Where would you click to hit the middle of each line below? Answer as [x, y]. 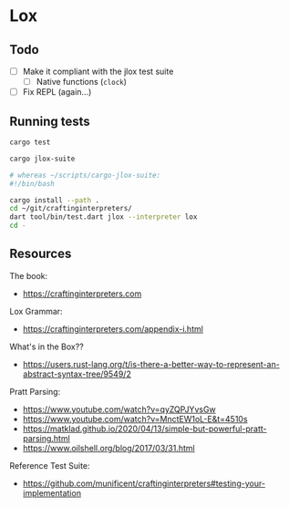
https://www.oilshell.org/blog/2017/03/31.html [109, 448]
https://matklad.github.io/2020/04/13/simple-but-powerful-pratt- [144, 429]
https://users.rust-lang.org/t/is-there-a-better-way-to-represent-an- [151, 364]
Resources [41, 254]
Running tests [50, 121]
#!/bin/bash [32, 183]
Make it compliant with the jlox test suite [98, 71]
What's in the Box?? [46, 347]
